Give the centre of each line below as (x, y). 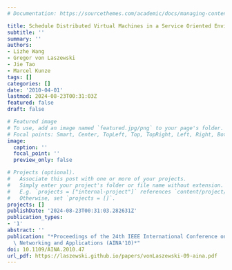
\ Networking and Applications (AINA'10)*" (77, 243)
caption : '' (31, 147)
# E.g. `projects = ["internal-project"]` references (89, 191)
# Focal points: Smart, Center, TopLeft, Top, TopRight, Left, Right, (111, 134)
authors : (20, 45)
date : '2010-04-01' (35, 90)
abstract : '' (26, 230)
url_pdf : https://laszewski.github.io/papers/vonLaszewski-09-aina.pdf (112, 256)
